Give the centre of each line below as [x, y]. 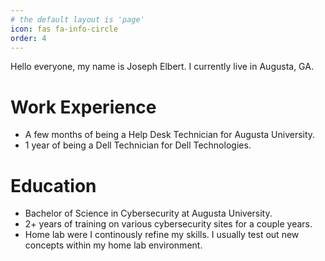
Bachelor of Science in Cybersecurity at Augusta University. [148, 213]
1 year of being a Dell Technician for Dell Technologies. [138, 145]
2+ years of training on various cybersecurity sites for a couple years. [168, 224]
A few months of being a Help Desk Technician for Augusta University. [170, 135]
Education [53, 185]
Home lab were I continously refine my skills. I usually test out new [162, 235]
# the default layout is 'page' [77, 19]
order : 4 [28, 38]
